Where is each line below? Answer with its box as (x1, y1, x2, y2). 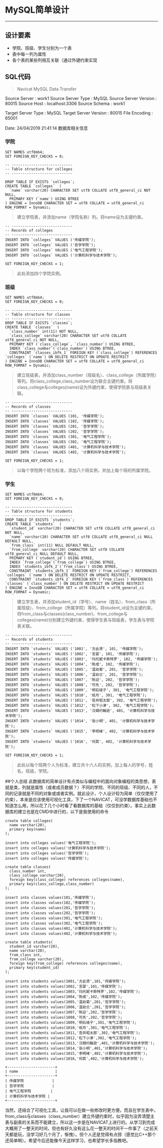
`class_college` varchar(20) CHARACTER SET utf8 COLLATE (9, 333, 127, 338)
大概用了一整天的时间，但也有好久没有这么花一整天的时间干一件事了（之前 (5, 1126, 154, 1131)
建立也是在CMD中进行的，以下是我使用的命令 (17, 809, 109, 815)
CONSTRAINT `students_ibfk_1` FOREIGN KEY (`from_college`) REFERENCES (9, 568, 158, 573)
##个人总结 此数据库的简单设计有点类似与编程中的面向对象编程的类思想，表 (5, 779, 156, 784)
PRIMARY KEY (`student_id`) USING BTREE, (9, 556, 95, 561)
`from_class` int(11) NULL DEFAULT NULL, (9, 543, 95, 548)
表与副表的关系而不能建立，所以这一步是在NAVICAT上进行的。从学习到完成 (5, 1119, 155, 1125)
